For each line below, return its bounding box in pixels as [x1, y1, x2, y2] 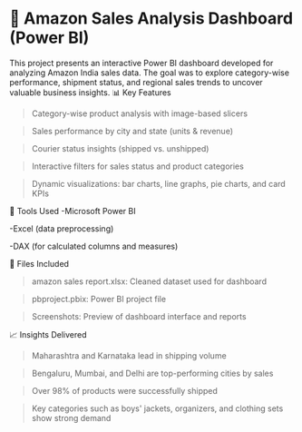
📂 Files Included [9, 258, 70, 269]
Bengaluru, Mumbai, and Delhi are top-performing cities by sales [31, 368, 274, 378]
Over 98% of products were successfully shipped [31, 385, 218, 396]
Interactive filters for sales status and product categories [31, 161, 245, 172]
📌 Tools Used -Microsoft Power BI [9, 205, 136, 216]
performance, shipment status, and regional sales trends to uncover [9, 76, 263, 87]
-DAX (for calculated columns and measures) [9, 241, 179, 251]
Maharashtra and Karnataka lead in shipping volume [31, 349, 227, 361]
